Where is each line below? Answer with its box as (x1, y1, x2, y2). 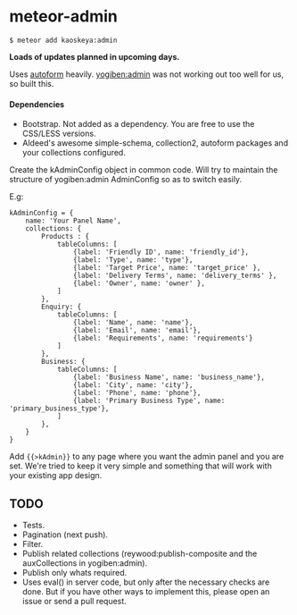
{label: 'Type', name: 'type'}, (72, 256, 194, 265)
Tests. (21, 519, 45, 530)
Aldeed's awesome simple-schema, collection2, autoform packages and (21, 138, 288, 148)
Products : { (41, 232, 90, 241)
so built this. (9, 78, 54, 88)
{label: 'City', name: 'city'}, (72, 381, 194, 390)
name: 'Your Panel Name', (25, 216, 122, 225)
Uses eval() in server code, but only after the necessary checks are (21, 577, 270, 587)
